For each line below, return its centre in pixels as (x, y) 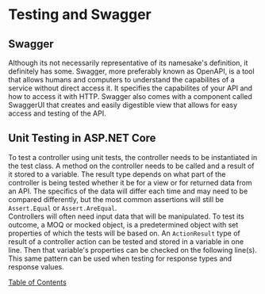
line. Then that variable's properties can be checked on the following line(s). (133, 250)
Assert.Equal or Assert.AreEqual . (63, 208)
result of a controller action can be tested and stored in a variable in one (126, 241)
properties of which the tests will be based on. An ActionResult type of (124, 233)
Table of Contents (38, 282)
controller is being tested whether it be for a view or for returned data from (130, 182)
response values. (36, 266)
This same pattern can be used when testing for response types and (120, 258)
